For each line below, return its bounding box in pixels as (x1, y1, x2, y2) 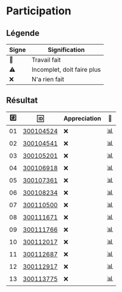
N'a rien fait (32, 75, 64, 83)
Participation (6, 4, 71, 18)
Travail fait (32, 56, 61, 64)
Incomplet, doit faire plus (32, 66, 101, 73)
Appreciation (63, 115, 101, 123)
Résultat (6, 96, 38, 106)
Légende (6, 28, 40, 38)
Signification (47, 46, 85, 54)
